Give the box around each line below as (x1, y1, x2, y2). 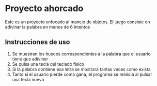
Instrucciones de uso (5, 38, 70, 46)
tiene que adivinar (12, 56, 48, 62)
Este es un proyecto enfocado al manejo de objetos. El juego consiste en (5, 19, 150, 25)
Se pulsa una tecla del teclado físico (12, 61, 85, 67)
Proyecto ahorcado (5, 3, 84, 14)
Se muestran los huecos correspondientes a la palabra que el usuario (12, 51, 151, 57)
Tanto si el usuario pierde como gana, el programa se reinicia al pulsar (12, 71, 153, 77)
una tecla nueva (12, 76, 45, 82)
